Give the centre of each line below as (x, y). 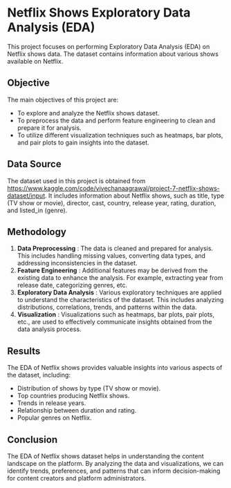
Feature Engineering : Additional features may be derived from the (112, 270)
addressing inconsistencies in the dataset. (77, 263)
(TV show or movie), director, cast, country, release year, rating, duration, (112, 203)
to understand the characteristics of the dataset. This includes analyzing (120, 300)
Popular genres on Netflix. (54, 418)
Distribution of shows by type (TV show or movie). (89, 388)
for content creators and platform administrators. (77, 478)
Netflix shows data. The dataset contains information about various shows (113, 54)
